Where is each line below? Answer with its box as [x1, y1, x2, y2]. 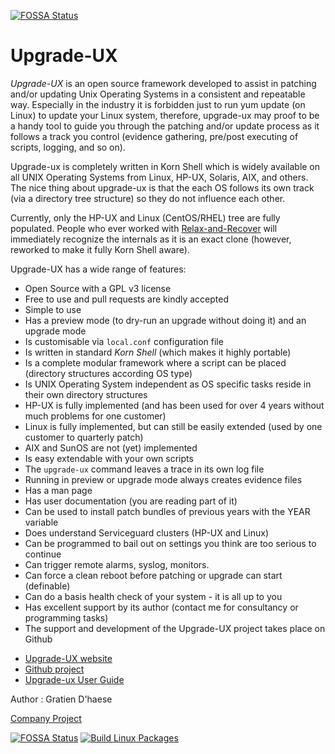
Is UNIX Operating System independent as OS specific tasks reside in [24, 378, 312, 390]
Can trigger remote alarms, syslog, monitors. [24, 558, 210, 570]
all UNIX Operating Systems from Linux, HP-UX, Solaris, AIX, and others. [10, 171, 309, 183]
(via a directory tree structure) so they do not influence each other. [10, 192, 286, 204]
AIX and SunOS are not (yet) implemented [24, 441, 198, 454]
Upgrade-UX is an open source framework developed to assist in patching [10, 77, 317, 89]
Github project [24, 663, 85, 675]
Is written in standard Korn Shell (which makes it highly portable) [24, 346, 292, 358]
